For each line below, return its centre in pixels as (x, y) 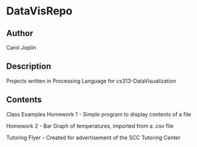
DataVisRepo (39, 11)
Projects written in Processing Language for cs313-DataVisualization (91, 81)
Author (20, 33)
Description (29, 66)
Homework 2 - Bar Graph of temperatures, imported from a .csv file (90, 126)
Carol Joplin (21, 47)
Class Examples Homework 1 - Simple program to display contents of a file (99, 114)
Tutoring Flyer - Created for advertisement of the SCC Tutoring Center (93, 137)
